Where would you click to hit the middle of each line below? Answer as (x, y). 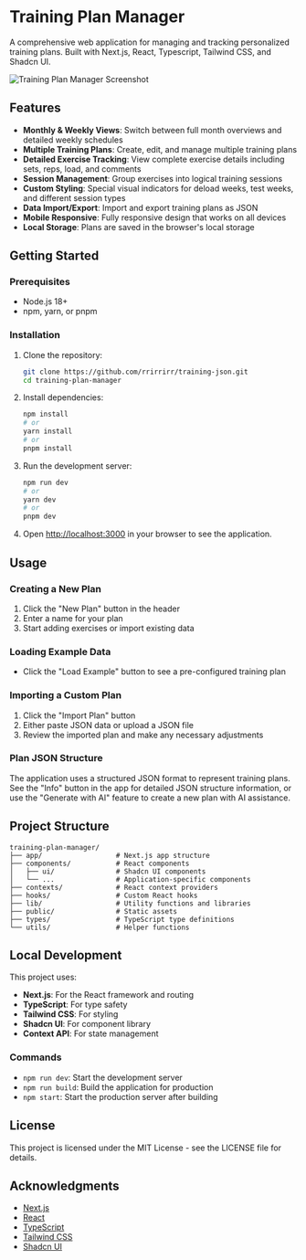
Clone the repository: (63, 355)
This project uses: (43, 977)
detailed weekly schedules (73, 140)
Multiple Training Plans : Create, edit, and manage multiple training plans (160, 149)
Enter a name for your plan (73, 618)
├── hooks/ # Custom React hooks (104, 895)
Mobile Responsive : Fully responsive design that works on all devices (154, 217)
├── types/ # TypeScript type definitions (122, 919)
